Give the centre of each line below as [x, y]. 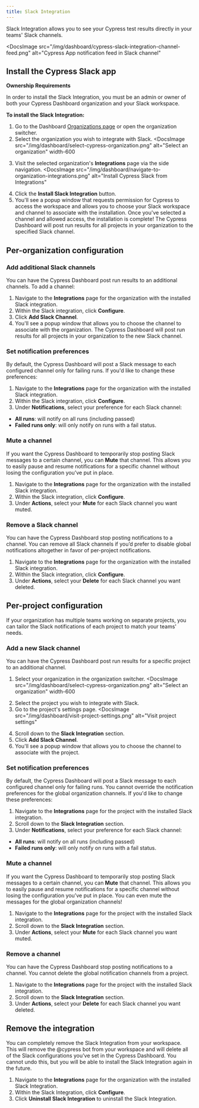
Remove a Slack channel [42, 525]
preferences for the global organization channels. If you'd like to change [94, 794]
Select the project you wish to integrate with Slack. [77, 703]
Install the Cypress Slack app [61, 72]
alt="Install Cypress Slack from [129, 176]
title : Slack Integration [38, 12]
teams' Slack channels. [34, 35]
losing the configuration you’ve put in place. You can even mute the [89, 895]
